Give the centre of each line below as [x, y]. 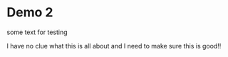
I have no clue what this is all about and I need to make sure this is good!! [114, 46]
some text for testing [37, 32]
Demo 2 [30, 12]
